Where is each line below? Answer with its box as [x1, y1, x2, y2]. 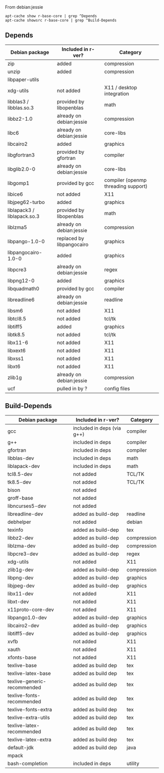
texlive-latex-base [7, 670, 51, 676]
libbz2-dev [7, 534, 34, 541]
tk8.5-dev [7, 478, 32, 485]
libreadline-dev [7, 510, 43, 517]
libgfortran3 [7, 152, 35, 158]
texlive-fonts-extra [7, 706, 52, 713]
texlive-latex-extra [7, 736, 52, 743]
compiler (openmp [104, 177, 147, 183]
